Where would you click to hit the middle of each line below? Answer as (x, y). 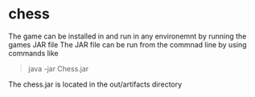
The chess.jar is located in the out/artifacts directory (95, 84)
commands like (33, 53)
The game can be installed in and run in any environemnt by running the (127, 36)
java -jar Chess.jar (58, 68)
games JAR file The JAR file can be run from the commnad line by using (127, 44)
